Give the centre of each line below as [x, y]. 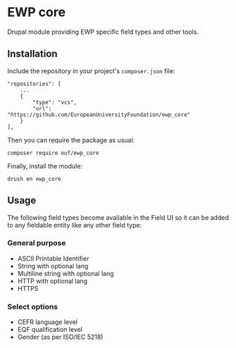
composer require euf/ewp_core [53, 153]
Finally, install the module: [45, 166]
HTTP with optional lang [52, 281]
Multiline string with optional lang [66, 273]
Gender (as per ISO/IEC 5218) [60, 337]
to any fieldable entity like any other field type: [75, 225]
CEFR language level [48, 322]
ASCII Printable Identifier [53, 259]
